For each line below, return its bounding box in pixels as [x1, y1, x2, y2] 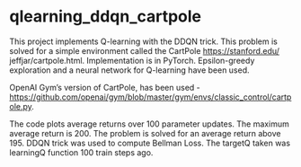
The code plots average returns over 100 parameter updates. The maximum [9, 119, 289, 129]
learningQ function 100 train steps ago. [9, 146, 154, 158]
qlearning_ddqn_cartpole [9, 6, 202, 27]
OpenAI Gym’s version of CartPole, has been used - [9, 82, 200, 92]
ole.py [9, 101, 32, 111]
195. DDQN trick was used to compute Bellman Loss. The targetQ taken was [9, 137, 290, 148]
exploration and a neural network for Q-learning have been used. [9, 65, 250, 75]
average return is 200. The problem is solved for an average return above [9, 127, 281, 138]
